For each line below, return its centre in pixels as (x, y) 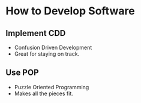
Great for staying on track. (47, 54)
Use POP (22, 73)
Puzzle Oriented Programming (52, 87)
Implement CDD (36, 33)
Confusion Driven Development (53, 47)
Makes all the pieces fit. (43, 93)
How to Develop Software (70, 11)
